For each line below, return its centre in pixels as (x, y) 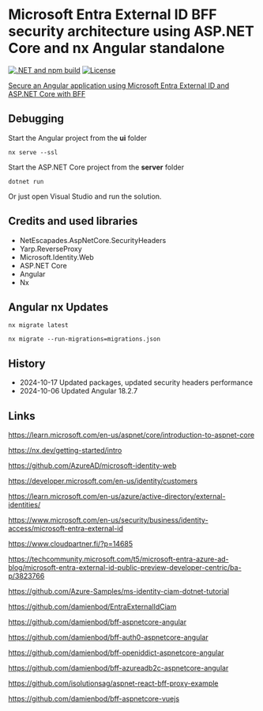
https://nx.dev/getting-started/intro (65, 450)
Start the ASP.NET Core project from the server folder (96, 167)
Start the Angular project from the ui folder (78, 138)
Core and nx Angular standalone (116, 48)
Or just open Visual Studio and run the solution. (85, 196)
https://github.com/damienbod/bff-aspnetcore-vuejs (94, 699)
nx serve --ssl (33, 152)
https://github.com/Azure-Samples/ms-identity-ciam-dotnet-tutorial (119, 591)
